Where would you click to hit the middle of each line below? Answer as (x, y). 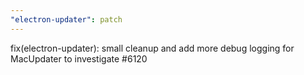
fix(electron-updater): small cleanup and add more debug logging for (152, 48)
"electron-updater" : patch (66, 19)
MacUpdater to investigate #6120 (79, 58)
